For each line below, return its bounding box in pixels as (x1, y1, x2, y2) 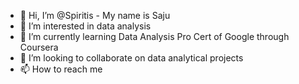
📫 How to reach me (19, 63, 103, 75)
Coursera (19, 41, 59, 53)
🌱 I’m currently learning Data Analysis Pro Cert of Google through (19, 31, 290, 42)
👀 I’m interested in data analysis (19, 20, 152, 32)
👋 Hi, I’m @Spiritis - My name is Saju (19, 10, 171, 21)
